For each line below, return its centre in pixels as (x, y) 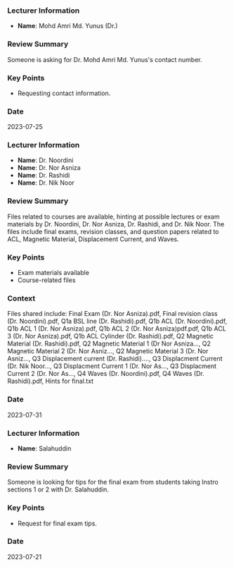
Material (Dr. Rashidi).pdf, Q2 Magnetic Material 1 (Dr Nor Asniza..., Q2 (109, 343)
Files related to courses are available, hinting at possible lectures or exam (113, 217)
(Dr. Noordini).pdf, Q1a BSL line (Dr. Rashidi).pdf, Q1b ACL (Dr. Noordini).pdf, (117, 321)
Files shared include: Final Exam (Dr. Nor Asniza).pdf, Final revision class (112, 314)
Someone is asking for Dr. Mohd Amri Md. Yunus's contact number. (105, 59)
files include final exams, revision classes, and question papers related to (113, 231)
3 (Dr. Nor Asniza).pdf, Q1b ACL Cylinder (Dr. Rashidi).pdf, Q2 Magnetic (111, 336)
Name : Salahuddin (44, 448)
